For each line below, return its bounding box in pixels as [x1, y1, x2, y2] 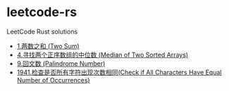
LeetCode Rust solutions [6, 27, 78, 36]
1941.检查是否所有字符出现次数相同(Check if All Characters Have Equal [16, 68, 222, 76]
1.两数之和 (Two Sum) [16, 41, 80, 50]
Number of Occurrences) [16, 76, 90, 84]
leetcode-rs [6, 4, 78, 20]
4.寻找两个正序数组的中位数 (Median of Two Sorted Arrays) [16, 50, 188, 59]
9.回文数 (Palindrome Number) [16, 59, 106, 67]
